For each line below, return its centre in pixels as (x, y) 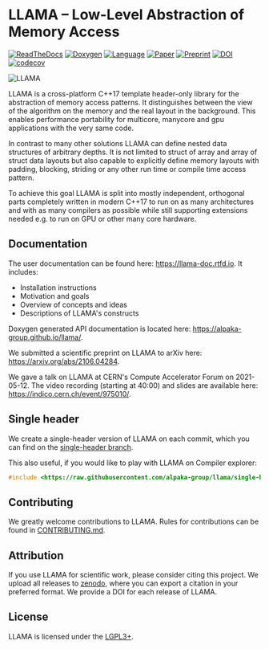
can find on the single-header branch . (71, 447)
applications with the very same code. (71, 128)
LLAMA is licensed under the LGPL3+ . (71, 636)
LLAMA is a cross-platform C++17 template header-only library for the (124, 93)
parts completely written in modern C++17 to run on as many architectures (131, 202)
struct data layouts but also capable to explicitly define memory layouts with (134, 160)
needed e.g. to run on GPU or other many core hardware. (102, 218)
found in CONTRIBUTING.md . (57, 530)
